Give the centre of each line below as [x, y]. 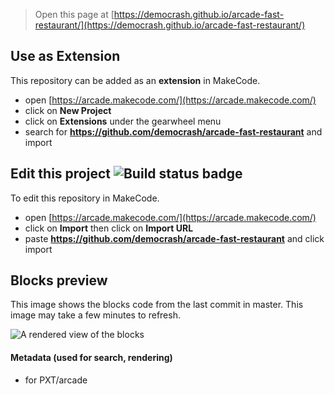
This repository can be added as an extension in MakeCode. [135, 80]
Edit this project [60, 174]
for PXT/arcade [56, 380]
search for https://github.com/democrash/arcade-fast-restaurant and [173, 131]
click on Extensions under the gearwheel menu [123, 121]
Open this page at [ [74, 14]
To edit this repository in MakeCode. [85, 198]
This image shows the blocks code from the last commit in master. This [157, 305]
